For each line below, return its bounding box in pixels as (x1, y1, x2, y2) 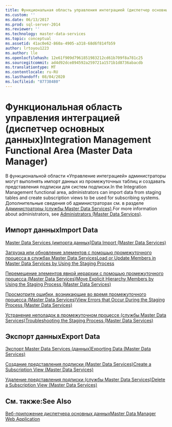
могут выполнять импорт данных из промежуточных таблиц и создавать (5, 178, 165, 184)
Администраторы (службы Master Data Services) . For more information (5, 205, 158, 211)
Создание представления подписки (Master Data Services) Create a (5, 361, 152, 367)
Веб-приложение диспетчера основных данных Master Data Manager (5, 411, 156, 417)
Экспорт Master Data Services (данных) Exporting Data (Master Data (5, 346, 151, 352)
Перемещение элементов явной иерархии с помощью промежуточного (5, 270, 164, 276)
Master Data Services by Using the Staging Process (5, 260, 115, 266)
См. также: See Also (5, 397, 72, 405)
